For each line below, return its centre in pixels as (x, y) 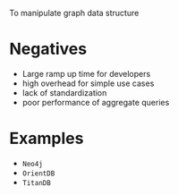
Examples (47, 139)
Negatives (48, 49)
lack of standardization (64, 92)
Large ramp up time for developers (86, 73)
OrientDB (38, 174)
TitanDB (36, 182)
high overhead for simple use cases (88, 83)
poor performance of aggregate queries (96, 102)
